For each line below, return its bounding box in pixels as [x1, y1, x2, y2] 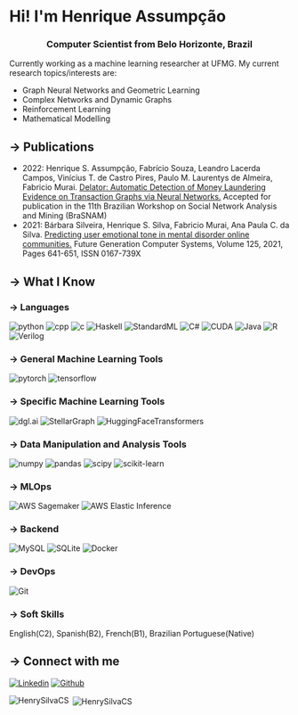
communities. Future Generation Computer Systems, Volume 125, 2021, [21, 239, 284, 250]
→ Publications [9, 139, 95, 154]
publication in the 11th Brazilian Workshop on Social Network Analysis [21, 201, 278, 211]
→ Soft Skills [9, 608, 65, 620]
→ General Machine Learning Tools [9, 352, 164, 365]
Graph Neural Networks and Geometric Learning [21, 85, 200, 95]
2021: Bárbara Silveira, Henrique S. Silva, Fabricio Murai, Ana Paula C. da [21, 220, 290, 231]
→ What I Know [9, 274, 96, 289]
